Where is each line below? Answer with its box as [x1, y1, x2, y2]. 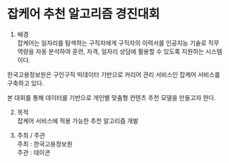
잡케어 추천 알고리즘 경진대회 [7, 6, 160, 22]
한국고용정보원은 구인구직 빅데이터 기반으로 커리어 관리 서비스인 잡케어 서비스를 [7, 70, 221, 79]
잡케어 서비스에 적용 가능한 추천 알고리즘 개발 [17, 116, 139, 125]
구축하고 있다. [7, 79, 45, 87]
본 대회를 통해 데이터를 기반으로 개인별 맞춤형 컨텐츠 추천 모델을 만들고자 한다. [7, 93, 217, 101]
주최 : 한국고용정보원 [17, 140, 73, 148]
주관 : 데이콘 [17, 148, 51, 156]
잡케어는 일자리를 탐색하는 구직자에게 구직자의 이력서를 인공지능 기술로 [17, 38, 207, 47]
